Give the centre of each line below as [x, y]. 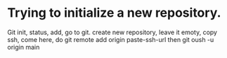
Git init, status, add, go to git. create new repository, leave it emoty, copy [112, 32]
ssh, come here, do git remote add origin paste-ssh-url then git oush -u [111, 39]
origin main [24, 47]
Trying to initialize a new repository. [114, 13]
